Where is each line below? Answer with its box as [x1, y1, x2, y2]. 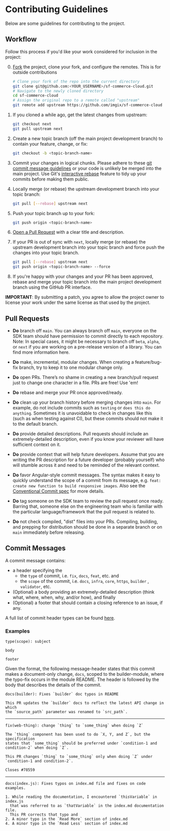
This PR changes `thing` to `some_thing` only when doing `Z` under [5, 754, 153, 759]
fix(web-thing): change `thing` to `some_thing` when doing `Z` [5, 723, 144, 729]
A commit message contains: [5, 557, 66, 564]
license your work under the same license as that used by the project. [5, 299, 151, 305]
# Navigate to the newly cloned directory [12, 88, 104, 93]
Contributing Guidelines [5, 4, 108, 15]
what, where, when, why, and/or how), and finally [12, 594, 116, 600]
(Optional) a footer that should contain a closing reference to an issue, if [12, 600, 163, 606]
